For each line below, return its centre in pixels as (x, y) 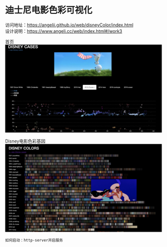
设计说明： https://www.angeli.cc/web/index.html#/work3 (64, 31)
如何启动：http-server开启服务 (34, 240)
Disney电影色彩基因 (25, 141)
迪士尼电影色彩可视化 (49, 10)
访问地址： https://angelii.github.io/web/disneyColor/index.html (69, 25)
